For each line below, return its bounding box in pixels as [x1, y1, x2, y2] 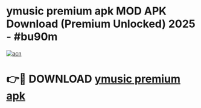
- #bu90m [6, 30, 58, 43]
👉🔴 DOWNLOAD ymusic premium [6, 72, 181, 86]
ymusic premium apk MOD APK [6, 4, 167, 18]
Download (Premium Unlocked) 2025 [6, 17, 196, 31]
